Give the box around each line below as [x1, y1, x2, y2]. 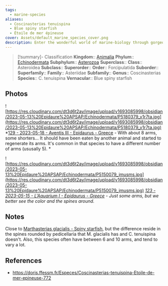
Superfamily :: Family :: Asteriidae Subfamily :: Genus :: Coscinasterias [17, 70, 161, 76]
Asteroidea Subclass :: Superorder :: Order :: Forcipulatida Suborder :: [17, 64, 159, 70]
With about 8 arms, [117, 129, 157, 135]
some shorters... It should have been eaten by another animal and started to [5, 135, 161, 141]
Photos [5, 90, 28, 98]
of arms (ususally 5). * [5, 146, 51, 152]
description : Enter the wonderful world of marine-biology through [5, 40, 149, 45]
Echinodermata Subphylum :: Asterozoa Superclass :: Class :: [17, 59, 142, 65]
